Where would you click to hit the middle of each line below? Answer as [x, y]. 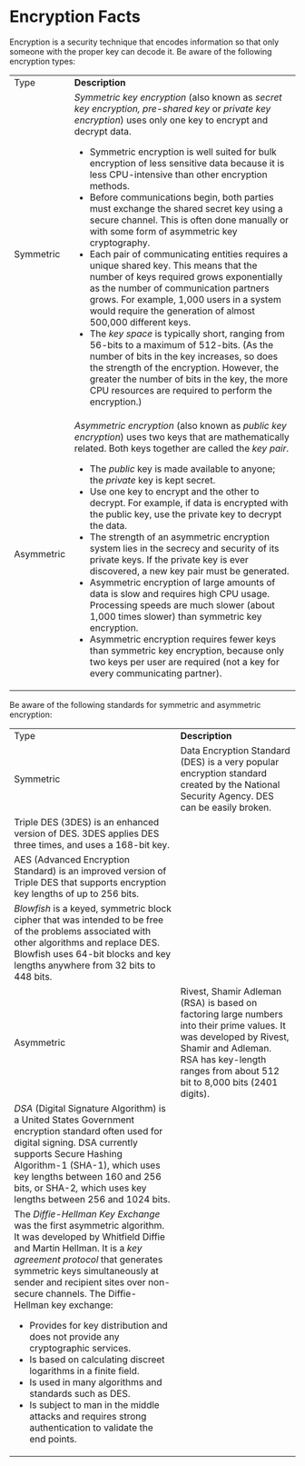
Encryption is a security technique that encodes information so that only [144, 42]
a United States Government [74, 1120]
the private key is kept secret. [152, 480]
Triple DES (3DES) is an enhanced [87, 822]
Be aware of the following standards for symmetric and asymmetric [135, 704]
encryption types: [42, 61]
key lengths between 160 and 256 [88, 1176]
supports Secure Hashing [68, 1153]
